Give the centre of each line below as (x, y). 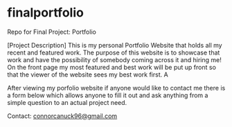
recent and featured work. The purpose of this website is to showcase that (114, 52)
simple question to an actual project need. (67, 102)
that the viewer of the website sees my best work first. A (88, 75)
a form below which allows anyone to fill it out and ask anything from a (108, 95)
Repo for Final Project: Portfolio (52, 32)
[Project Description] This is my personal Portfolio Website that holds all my (115, 45)
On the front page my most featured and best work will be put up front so (112, 67)
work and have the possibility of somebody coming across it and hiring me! (114, 59)
